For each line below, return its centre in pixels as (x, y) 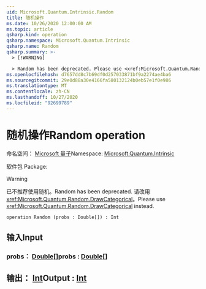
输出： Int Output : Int (47, 278)
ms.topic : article (30, 29)
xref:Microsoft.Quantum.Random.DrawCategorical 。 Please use (86, 199)
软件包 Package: (27, 166)
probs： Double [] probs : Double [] (57, 256)
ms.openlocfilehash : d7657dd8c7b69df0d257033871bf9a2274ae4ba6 (89, 74)
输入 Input (25, 238)
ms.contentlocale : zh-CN (38, 92)
